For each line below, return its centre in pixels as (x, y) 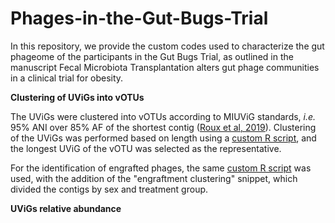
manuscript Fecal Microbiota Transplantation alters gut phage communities (165, 67)
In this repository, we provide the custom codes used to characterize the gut (167, 46)
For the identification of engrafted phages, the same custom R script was (161, 168)
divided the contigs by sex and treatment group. (109, 189)
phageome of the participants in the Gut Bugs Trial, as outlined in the (152, 56)
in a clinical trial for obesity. (67, 78)
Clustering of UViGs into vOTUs (77, 97)
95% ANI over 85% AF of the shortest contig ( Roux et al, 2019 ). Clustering (163, 127)
